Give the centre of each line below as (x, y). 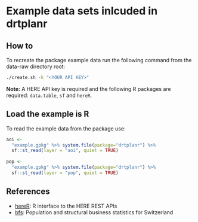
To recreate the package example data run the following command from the (99, 60)
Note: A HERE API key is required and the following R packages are (89, 89)
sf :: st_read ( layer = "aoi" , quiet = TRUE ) (65, 151)
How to (20, 46)
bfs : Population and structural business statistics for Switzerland (94, 212)
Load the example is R (48, 114)
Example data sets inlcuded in (82, 11)
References (28, 192)
